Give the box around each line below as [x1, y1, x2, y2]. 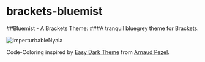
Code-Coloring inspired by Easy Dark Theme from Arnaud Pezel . [6, 48, 170, 56]
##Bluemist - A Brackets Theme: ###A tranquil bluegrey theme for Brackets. [6, 25, 199, 32]
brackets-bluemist [6, 4, 103, 18]
